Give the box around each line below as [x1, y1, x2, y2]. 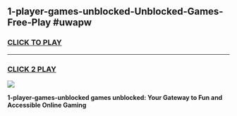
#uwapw [52, 17, 92, 29]
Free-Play [7, 17, 51, 29]
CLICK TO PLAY [7, 38, 62, 48]
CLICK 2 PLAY [7, 64, 56, 74]
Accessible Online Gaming [7, 101, 87, 109]
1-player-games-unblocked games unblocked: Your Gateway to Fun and [7, 93, 223, 101]
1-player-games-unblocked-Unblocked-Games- [7, 6, 224, 18]
